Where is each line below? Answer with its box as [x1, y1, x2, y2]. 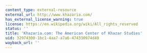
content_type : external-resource [5, 7, 77, 13]
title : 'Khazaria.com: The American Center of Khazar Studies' [5, 31, 143, 36]
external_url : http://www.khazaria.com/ [5, 12, 93, 17]
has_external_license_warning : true [5, 17, 83, 22]
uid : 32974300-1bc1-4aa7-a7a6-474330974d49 [5, 36, 100, 41]
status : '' [5, 26, 29, 31]
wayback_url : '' [5, 40, 40, 45]
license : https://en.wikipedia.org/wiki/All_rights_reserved [5, 21, 138, 27]
